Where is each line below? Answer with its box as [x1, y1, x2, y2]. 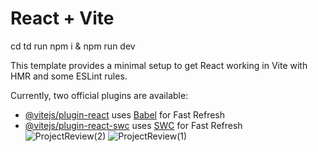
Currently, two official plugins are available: [10, 89, 189, 101]
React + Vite [10, 7, 115, 30]
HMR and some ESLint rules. [10, 70, 128, 82]
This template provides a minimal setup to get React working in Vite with [10, 59, 308, 71]
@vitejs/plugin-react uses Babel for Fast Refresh [24, 108, 226, 121]
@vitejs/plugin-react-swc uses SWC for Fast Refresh [24, 119, 243, 131]
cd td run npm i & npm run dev [10, 40, 136, 52]
